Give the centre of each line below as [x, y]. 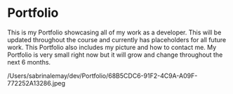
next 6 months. [29, 62]
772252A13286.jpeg [36, 83]
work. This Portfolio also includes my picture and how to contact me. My [112, 47]
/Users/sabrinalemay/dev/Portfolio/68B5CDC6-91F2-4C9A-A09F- [102, 76]
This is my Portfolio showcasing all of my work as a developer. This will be [114, 32]
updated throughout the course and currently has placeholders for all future [117, 39]
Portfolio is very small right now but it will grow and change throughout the [115, 55]
